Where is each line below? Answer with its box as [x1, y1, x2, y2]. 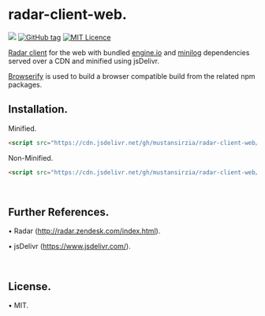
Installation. [8, 102, 69, 116]
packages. [8, 80, 43, 89]
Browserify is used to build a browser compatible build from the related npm [8, 71, 256, 80]
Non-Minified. [8, 153, 54, 162]
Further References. [8, 205, 110, 218]
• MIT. [8, 301, 29, 310]
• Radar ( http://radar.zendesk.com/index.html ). [8, 226, 161, 236]
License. [8, 280, 51, 293]
